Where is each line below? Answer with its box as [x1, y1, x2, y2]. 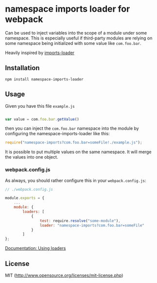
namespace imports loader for [5, 3, 130, 15]
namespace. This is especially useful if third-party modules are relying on [5, 35, 153, 41]
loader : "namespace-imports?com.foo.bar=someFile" [39, 223, 145, 228]
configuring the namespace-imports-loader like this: [5, 131, 110, 137]
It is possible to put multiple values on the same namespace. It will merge [5, 149, 152, 155]
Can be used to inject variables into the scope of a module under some [5, 30, 147, 36]
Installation [5, 64, 40, 72]
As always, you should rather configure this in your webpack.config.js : [5, 177, 147, 183]
